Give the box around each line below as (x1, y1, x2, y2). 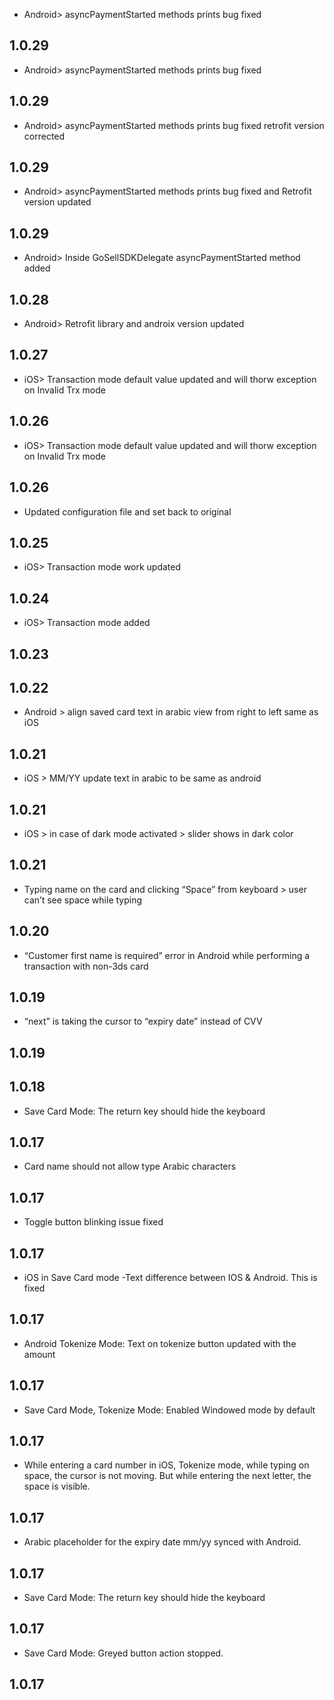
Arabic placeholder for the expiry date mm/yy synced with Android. (23, 1536, 302, 1548)
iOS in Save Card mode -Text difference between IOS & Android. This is (23, 1272, 318, 1284)
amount (23, 1348, 56, 1360)
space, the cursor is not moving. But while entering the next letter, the (23, 1470, 312, 1482)
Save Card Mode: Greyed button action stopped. (23, 1647, 224, 1659)
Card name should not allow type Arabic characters (23, 1160, 237, 1173)
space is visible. (23, 1480, 91, 1493)
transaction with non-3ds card (23, 960, 149, 972)
